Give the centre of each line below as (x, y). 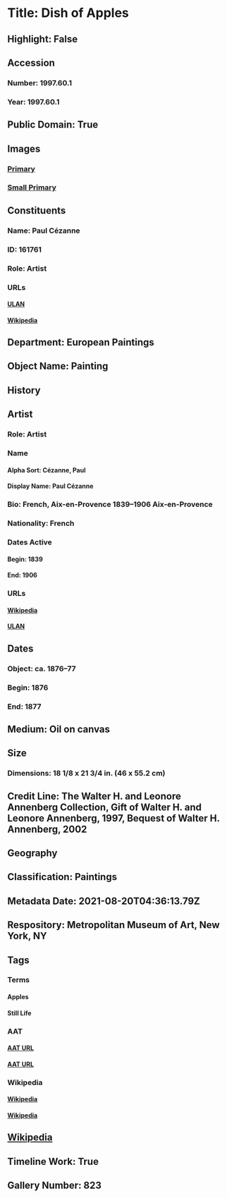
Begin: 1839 (25, 559)
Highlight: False (43, 39)
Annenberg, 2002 (47, 829)
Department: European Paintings (81, 342)
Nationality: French (41, 523)
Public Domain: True (53, 125)
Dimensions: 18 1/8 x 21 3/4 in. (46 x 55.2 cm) (86, 774)
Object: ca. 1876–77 (42, 668)
